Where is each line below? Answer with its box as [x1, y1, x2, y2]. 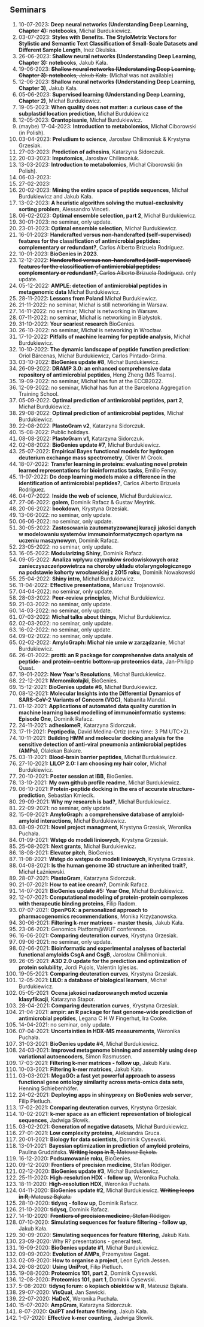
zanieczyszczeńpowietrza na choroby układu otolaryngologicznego [18, 562, 191, 569]
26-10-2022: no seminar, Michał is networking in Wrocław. [18, 326, 163, 333]
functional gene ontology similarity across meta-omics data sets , [18, 1078, 185, 1085]
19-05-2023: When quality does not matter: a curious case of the [18, 103, 183, 110]
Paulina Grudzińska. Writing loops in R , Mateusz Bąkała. [18, 1148, 158, 1156]
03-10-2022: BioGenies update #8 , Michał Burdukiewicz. [18, 358, 160, 365]
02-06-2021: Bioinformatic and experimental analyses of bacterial [18, 944, 186, 952]
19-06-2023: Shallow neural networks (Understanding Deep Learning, [18, 65, 196, 73]
